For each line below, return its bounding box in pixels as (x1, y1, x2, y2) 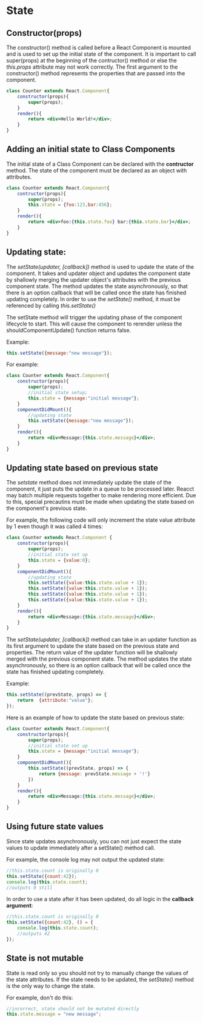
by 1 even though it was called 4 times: (6, 523, 103, 530)
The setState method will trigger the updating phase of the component (6, 313, 182, 321)
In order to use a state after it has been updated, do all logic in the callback (6, 896, 194, 903)
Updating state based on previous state (6, 463, 159, 474)
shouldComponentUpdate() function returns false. (6, 326, 131, 334)
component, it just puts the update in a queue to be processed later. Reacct (6, 485, 195, 492)
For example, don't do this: (6, 994, 73, 1001)
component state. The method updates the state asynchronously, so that (6, 282, 188, 290)
